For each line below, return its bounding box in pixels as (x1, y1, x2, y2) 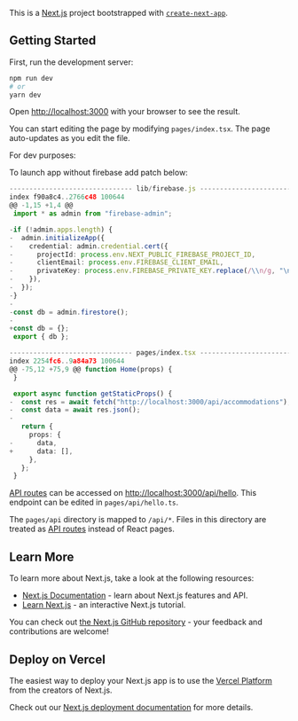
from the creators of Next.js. (9, 685, 113, 695)
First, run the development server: (9, 57, 134, 67)
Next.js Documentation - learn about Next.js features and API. (21, 590, 248, 601)
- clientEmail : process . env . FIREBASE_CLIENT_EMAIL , (9, 258, 224, 267)
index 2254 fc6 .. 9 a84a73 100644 (9, 357, 125, 366)
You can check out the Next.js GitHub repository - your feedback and (9, 616, 263, 628)
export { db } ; (12, 333, 69, 341)
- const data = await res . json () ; (9, 405, 141, 415)
